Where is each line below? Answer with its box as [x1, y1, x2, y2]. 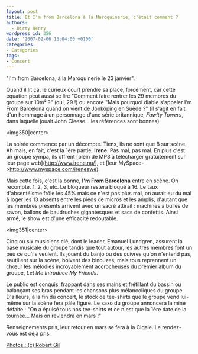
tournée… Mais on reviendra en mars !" [6, 312, 102, 319]
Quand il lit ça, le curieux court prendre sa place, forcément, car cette [6, 86, 176, 93]
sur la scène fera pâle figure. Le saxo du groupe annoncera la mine [22, 300, 186, 307]
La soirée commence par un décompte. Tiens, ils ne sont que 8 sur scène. [6, 140, 187, 147]
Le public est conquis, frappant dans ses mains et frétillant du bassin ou [6, 281, 181, 288]
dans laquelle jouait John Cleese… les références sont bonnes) [6, 117, 160, 124]
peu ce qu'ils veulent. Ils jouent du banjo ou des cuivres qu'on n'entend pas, [6, 250, 192, 258]
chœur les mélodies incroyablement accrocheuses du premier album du [6, 263, 181, 270]
